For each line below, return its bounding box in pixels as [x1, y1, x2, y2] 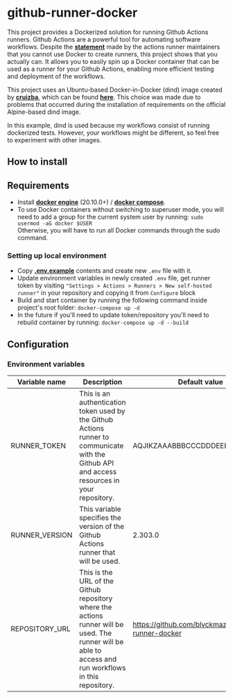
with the [79, 450, 106, 460]
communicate [79, 441, 124, 450]
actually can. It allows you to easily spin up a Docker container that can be [7, 57, 220, 65]
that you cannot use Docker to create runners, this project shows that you [7, 50, 218, 58]
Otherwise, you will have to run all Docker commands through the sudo [17, 226, 221, 235]
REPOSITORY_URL [10, 624, 71, 634]
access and [79, 655, 117, 664]
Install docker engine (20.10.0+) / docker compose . [17, 198, 166, 206]
